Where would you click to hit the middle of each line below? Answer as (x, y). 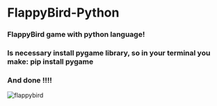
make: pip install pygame (50, 62)
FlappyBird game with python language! (76, 35)
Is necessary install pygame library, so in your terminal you (109, 53)
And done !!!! (30, 80)
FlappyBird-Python (63, 13)
